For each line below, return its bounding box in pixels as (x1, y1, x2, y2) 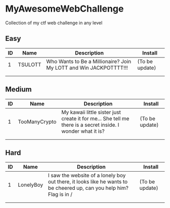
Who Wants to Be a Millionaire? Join (46, 58, 132, 65)
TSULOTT (18, 61, 41, 68)
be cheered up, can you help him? (48, 185, 129, 192)
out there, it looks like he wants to (48, 178, 128, 185)
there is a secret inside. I (61, 121, 119, 128)
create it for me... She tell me (61, 115, 130, 122)
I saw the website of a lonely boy (48, 172, 126, 179)
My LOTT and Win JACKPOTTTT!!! (46, 64, 128, 71)
